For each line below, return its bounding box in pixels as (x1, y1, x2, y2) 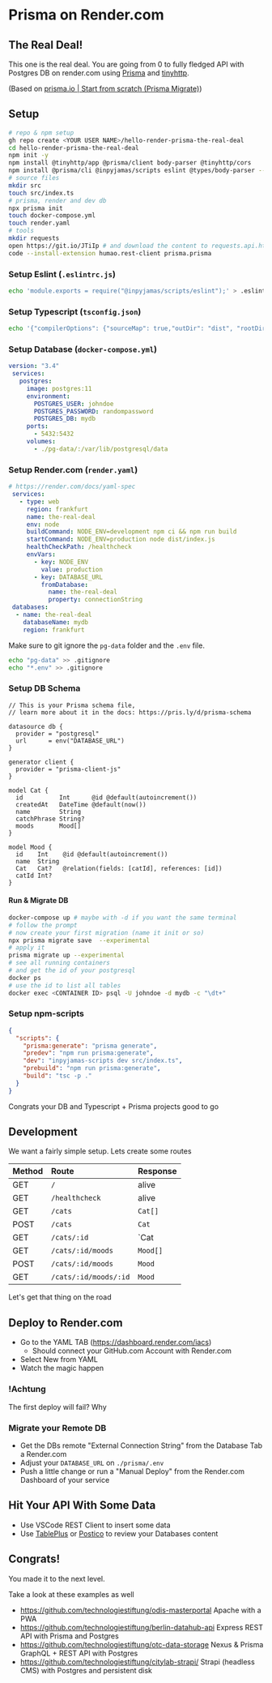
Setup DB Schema (8, 683, 81, 694)
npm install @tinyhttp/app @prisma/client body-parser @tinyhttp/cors (8, 159, 252, 167)
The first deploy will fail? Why (8, 1402, 107, 1411)
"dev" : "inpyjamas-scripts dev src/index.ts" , (23, 1056, 183, 1065)
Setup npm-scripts (8, 1008, 85, 1019)
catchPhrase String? (15, 815, 85, 823)
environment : (26, 392, 70, 400)
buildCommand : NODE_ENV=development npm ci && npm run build (26, 528, 237, 536)
